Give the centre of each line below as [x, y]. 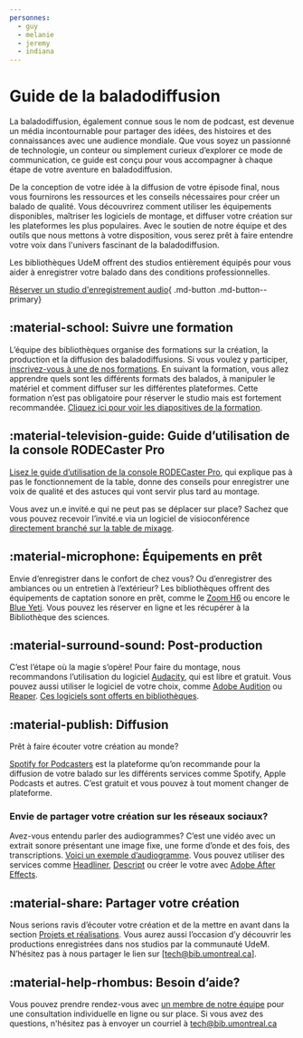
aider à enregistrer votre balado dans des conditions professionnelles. [140, 272]
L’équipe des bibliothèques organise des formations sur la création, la [139, 349]
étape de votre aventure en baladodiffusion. [91, 170]
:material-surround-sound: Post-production [136, 645]
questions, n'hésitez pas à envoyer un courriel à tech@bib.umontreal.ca [143, 1023]
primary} [26, 299]
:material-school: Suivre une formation [121, 328]
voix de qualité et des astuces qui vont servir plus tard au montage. [135, 491]
